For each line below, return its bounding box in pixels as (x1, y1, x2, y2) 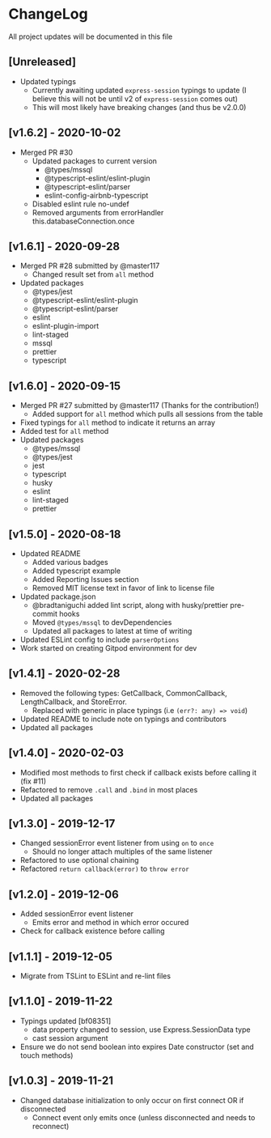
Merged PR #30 (19, 147, 74, 157)
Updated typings (19, 76, 77, 86)
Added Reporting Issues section (32, 575, 139, 584)
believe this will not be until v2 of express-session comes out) (32, 94, 239, 104)
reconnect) (32, 1121, 70, 1131)
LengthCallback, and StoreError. (19, 697, 128, 707)
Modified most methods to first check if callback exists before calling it (19, 767, 257, 777)
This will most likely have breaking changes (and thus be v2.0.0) (32, 102, 247, 112)
